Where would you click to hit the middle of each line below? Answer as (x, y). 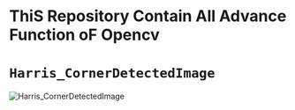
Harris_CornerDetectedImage (112, 73)
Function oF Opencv (85, 35)
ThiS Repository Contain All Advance (148, 16)
